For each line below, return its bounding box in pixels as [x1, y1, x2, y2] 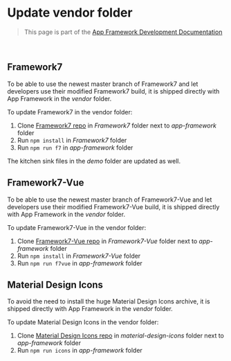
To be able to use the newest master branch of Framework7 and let [7, 80, 198, 88]
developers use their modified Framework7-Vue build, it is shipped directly [7, 202, 220, 211]
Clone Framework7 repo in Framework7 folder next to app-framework [17, 121, 216, 130]
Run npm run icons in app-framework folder [17, 346, 143, 355]
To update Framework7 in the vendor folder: [7, 107, 133, 116]
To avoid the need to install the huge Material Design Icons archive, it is [7, 297, 210, 306]
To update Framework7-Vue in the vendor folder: [7, 223, 147, 231]
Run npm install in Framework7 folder [17, 136, 127, 144]
